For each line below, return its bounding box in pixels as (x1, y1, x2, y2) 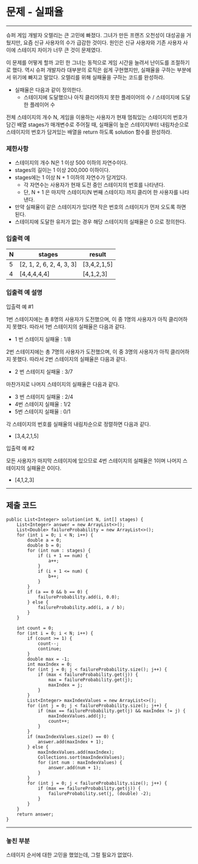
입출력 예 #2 (6, 444, 35, 452)
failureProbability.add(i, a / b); (37, 604, 126, 610)
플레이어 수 (29, 101, 55, 108)
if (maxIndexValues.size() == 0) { (27, 733, 115, 739)
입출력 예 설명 (6, 288, 43, 297)
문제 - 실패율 (6, 5, 64, 19)
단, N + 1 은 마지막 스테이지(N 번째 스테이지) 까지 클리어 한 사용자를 (23, 189, 179, 196)
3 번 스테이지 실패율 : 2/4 (14, 393, 74, 400)
